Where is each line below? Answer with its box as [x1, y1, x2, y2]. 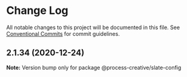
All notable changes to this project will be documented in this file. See [6, 24, 180, 31]
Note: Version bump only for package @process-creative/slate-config [6, 64, 182, 71]
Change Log [6, 4, 68, 18]
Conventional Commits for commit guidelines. [6, 30, 120, 37]
